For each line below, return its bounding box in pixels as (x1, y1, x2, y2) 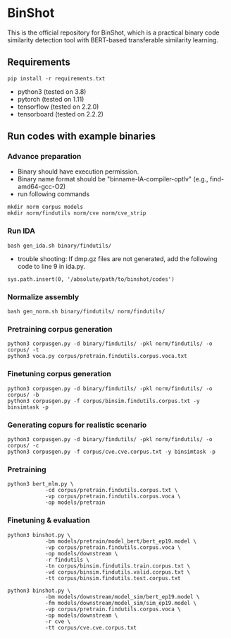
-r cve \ (44, 618, 71, 625)
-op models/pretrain (44, 499, 106, 506)
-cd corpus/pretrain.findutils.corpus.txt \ (44, 487, 178, 494)
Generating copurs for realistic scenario (7, 420, 147, 430)
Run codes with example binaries (7, 131, 156, 143)
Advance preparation (7, 152, 82, 162)
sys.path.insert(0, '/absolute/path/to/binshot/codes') (7, 275, 175, 283)
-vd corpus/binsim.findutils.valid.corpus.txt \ (44, 568, 191, 576)
